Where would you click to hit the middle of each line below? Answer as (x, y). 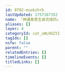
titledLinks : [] (22, 62)
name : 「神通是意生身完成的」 (33, 19)
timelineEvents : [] (26, 57)
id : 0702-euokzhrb (25, 10)
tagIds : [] (17, 39)
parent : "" (17, 48)
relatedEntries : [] (26, 52)
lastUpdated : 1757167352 (31, 15)
